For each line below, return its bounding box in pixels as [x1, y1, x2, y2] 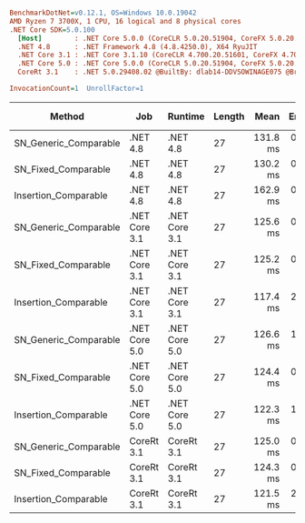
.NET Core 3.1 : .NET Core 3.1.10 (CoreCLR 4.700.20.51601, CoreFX [17, 51, 279, 60]
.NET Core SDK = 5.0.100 [9, 25, 95, 35]
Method [49, 110, 84, 123]
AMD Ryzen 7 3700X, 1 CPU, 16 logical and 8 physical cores [9, 16, 242, 25]
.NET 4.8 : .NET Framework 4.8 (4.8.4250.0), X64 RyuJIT [17, 42, 258, 51]
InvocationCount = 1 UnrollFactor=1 [9, 84, 144, 93]
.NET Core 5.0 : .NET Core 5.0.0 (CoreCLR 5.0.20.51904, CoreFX [17, 59, 266, 68]
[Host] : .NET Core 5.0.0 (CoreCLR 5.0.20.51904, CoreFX [17, 34, 266, 43]
